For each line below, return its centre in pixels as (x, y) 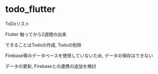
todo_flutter (30, 9)
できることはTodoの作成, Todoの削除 (44, 45)
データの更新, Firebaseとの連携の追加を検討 (51, 66)
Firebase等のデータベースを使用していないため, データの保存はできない (79, 55)
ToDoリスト (17, 23)
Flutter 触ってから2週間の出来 (36, 34)
